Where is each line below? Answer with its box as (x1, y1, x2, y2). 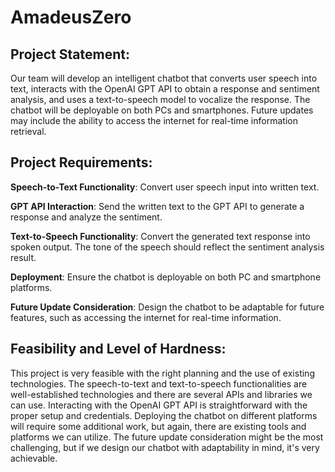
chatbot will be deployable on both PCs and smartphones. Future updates (10, 104, 314, 116)
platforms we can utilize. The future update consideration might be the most (10, 431, 324, 443)
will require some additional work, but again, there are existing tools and (10, 420, 307, 432)
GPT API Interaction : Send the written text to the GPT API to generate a (10, 200, 305, 212)
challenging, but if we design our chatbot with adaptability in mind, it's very (10, 441, 320, 453)
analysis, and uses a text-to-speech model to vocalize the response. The (10, 94, 311, 105)
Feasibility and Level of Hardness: (10, 341, 227, 358)
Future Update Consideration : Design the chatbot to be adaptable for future (10, 301, 325, 313)
